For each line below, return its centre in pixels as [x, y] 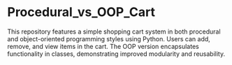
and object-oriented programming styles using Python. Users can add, [109, 38]
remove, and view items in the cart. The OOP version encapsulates [103, 46]
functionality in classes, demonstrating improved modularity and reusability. [116, 54]
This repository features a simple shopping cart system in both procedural [114, 31]
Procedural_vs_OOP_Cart [81, 12]
